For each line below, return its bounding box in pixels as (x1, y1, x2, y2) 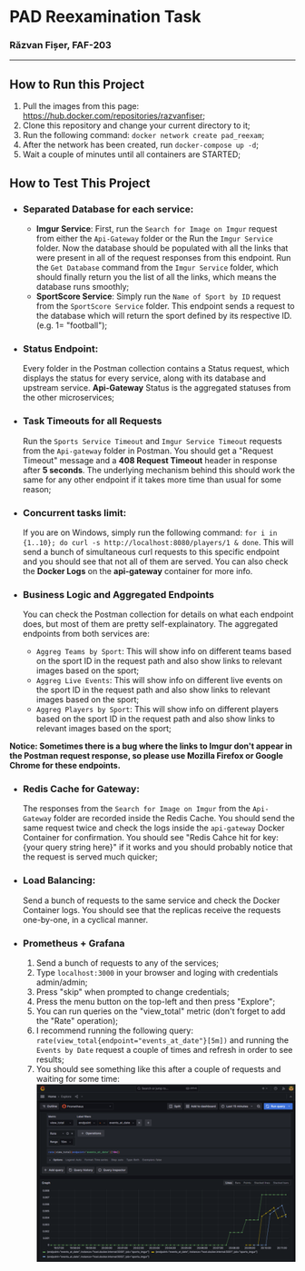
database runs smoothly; (35, 281, 130, 292)
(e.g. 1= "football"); (35, 320, 108, 331)
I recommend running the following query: (35, 1025, 193, 1037)
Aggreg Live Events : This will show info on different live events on (35, 675, 283, 686)
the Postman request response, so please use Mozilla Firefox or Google (9, 750, 284, 761)
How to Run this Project (9, 76, 145, 92)
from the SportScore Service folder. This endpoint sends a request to (35, 300, 295, 311)
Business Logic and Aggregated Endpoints (22, 588, 215, 601)
